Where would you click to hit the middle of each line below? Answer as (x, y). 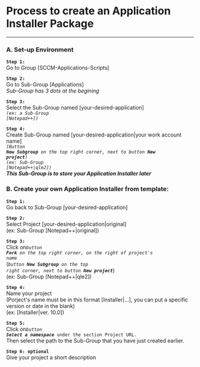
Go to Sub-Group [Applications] (45, 85)
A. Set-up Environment (40, 49)
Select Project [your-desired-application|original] (66, 224)
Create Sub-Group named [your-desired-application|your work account (94, 135)
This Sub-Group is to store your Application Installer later (79, 173)
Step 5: (16, 323)
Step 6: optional (28, 352)
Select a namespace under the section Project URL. (71, 335)
